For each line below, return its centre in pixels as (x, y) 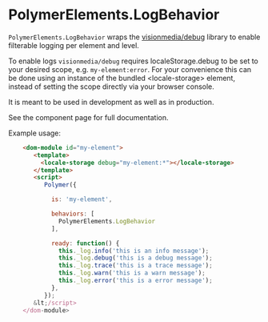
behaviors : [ (72, 214)
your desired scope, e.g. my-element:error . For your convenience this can (130, 69)
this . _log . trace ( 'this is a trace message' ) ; (136, 266)
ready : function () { (85, 243)
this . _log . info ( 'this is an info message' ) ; (134, 251)
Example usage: (35, 133)
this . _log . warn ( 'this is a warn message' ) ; (132, 273)
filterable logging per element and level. (74, 45)
